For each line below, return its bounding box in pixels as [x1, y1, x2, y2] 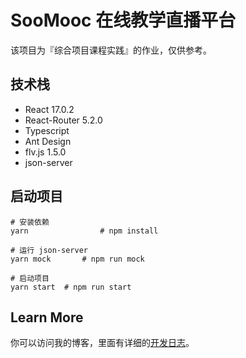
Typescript [24, 124, 70, 136]
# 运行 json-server [10, 245, 89, 255]
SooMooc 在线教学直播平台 [10, 9, 237, 32]
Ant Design [24, 135, 72, 147]
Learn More [10, 309, 84, 326]
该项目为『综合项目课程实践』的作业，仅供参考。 [10, 44, 212, 56]
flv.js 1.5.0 [24, 146, 67, 158]
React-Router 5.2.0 [24, 114, 103, 126]
